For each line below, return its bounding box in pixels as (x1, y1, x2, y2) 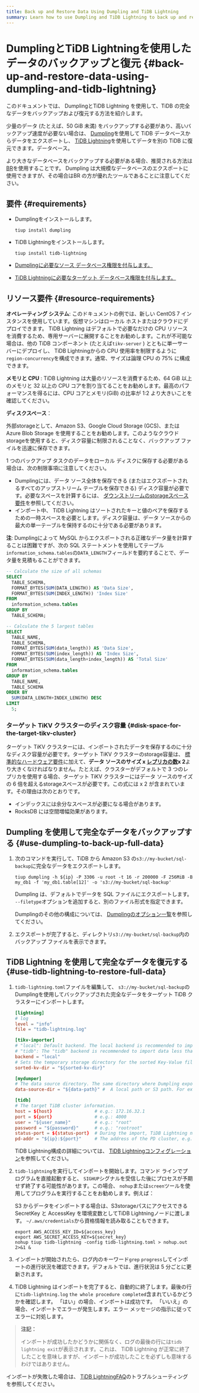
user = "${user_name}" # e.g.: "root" (14, 1119, 132, 1125)
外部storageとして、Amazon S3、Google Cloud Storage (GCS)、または (6, 422, 180, 429)
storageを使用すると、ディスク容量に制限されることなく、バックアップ (6, 437, 180, 444)
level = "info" (14, 1021, 53, 1027)
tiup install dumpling (14, 227, 71, 233)
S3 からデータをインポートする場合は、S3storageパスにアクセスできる (14, 1202, 188, 1210)
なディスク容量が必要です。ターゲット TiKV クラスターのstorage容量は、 (6, 751, 184, 758)
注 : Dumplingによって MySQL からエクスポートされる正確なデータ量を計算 (6, 534, 188, 542)
